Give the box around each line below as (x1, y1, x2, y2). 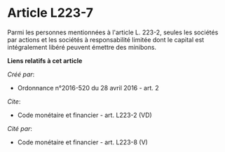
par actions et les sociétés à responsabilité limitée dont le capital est (7, 35, 205, 43)
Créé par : (7, 70, 35, 78)
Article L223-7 (7, 5, 93, 21)
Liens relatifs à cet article (7, 56, 83, 64)
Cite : (7, 97, 21, 106)
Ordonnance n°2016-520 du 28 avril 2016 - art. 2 (17, 83, 159, 92)
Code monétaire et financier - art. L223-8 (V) (17, 138, 149, 146)
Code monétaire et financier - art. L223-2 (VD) (17, 111, 152, 119)
